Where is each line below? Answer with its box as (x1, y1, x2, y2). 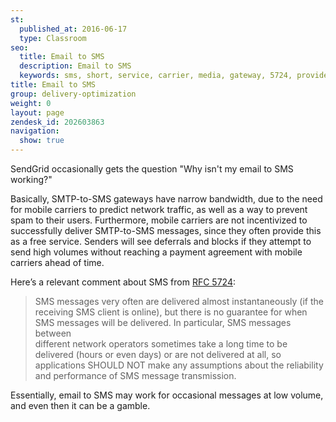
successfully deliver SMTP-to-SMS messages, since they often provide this (10, 225, 322, 236)
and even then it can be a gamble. (10, 400, 151, 411)
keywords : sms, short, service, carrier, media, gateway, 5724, (19, 71, 293, 81)
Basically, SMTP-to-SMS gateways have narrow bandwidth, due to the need (10, 193, 323, 205)
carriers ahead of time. (10, 257, 105, 268)
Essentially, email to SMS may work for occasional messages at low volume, (10, 389, 324, 401)
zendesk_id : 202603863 (10, 117, 105, 127)
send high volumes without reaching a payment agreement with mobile (10, 246, 303, 258)
